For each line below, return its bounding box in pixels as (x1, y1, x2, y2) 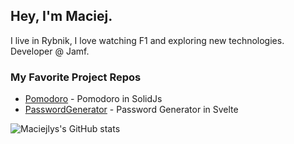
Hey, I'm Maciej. (10, 8, 113, 25)
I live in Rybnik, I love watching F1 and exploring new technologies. (10, 34, 285, 46)
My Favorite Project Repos (10, 70, 142, 84)
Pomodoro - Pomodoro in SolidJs (24, 93, 163, 105)
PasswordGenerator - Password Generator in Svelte (24, 104, 239, 116)
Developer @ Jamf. (10, 45, 90, 57)
